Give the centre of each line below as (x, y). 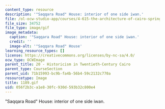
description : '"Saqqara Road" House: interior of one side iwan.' (74, 14)
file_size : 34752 (23, 23)
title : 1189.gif (22, 82)
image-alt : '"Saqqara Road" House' (46, 46)
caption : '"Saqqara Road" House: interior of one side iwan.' (74, 37)
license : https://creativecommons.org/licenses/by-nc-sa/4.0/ (70, 55)
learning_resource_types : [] (35, 51)
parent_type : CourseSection (34, 69)
